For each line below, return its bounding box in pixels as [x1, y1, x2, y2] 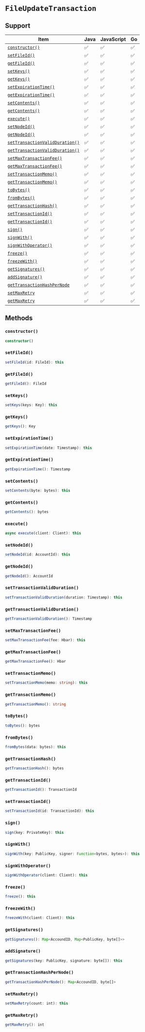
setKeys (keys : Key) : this [5, 402, 57, 408]
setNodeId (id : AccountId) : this [5, 552, 70, 557]
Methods [5, 314, 33, 323]
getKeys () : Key [5, 424, 36, 429]
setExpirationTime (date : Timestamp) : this [5, 445, 92, 450]
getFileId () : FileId [5, 382, 47, 386]
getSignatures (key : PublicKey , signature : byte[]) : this [5, 958, 123, 963]
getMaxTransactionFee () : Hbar [5, 659, 66, 664]
